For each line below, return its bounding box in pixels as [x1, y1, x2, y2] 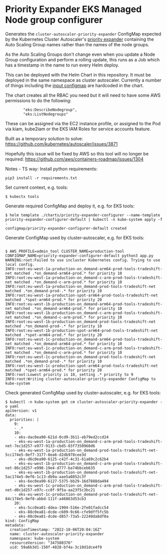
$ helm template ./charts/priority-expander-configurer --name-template [5, 212, 160, 217]
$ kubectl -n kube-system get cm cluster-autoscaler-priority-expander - [5, 399, 163, 405]
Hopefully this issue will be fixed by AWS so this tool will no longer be [5, 150, 149, 156]
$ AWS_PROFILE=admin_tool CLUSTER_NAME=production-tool [5, 249, 124, 254]
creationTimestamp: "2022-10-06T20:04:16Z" [10, 527, 102, 532]
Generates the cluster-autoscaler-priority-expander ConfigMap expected [5, 31, 161, 37]
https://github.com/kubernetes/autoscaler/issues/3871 [5, 141, 118, 147]
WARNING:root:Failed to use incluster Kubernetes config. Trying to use [5, 258, 160, 263]
